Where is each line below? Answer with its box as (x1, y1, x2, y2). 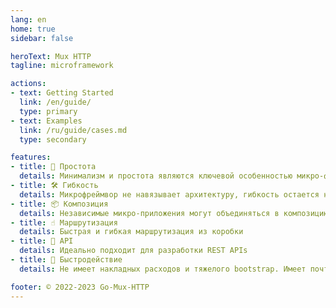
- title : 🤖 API (10, 236, 74, 246)
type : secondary (19, 134, 87, 145)
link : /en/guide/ (19, 97, 92, 107)
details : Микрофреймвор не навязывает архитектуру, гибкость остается (19, 189, 320, 200)
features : (10, 152, 52, 163)
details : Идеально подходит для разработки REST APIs (19, 246, 248, 256)
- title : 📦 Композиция (10, 199, 109, 209)
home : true (10, 24, 56, 34)
